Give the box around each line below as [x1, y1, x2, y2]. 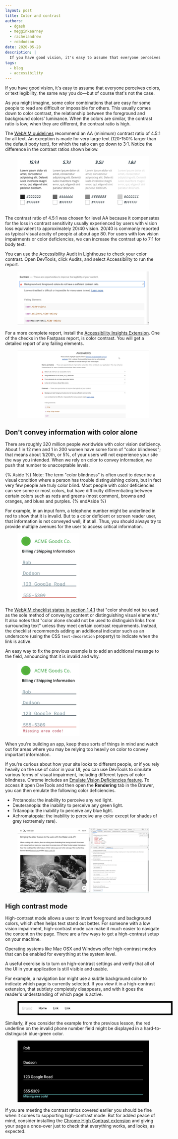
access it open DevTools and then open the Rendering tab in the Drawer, [5, 782, 154, 788]
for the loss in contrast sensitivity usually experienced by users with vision [5, 220, 157, 226]
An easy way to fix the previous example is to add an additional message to [5, 648, 159, 654]
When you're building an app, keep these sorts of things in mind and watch [5, 741, 159, 747]
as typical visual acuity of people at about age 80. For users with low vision [5, 230, 159, 236]
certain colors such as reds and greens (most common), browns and [5, 493, 145, 499]
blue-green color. [28, 1030, 64, 1036]
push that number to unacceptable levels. [5, 462, 90, 468]
